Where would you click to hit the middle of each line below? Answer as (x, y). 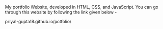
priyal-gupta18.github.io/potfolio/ (38, 22)
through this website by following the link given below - (61, 12)
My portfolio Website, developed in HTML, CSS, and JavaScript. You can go (82, 7)
